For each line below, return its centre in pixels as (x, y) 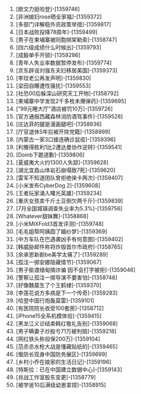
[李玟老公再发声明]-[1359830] (53, 78)
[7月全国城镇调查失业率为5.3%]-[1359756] (69, 208)
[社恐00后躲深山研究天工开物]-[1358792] (67, 93)
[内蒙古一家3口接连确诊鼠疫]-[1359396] (66, 139)
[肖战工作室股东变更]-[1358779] (56, 377)
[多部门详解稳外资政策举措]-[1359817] (63, 24)
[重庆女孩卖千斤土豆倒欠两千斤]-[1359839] (69, 201)
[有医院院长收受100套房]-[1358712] (60, 308)
